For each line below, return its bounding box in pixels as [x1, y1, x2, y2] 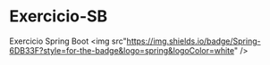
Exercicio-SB [9, 6, 108, 27]
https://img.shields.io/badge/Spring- [126, 36, 261, 46]
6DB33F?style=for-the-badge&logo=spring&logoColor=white [9, 45, 235, 55]
